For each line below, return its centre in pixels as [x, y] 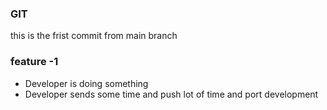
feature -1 [34, 62]
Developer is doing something [86, 83]
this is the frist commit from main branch [94, 36]
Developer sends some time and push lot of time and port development [171, 94]
